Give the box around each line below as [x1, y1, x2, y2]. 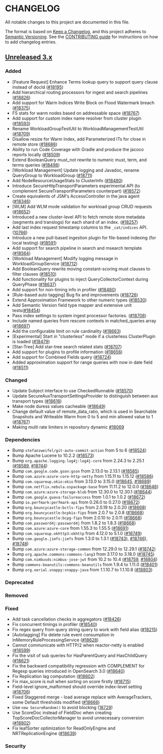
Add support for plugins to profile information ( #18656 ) [12, 349, 123, 355]
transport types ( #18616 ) [12, 398, 62, 404]
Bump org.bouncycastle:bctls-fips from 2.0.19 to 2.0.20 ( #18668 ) [12, 504, 146, 511]
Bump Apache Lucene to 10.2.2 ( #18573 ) [12, 452, 94, 458]
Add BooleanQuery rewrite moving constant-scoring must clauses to [12, 266, 150, 272]
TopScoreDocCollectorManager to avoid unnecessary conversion [12, 715, 144, 721]
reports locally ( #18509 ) [12, 151, 61, 157]
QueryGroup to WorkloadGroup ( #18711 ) [12, 172, 93, 178]
